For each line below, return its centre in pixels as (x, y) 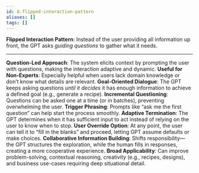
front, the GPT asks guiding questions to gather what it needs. (82, 46)
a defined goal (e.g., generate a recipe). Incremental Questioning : (87, 94)
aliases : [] (21, 17)
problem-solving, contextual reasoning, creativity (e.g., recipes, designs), (96, 157)
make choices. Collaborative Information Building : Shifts (76, 138)
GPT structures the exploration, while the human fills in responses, (96, 145)
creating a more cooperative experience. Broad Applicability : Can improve (97, 151)
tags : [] (17, 23)
